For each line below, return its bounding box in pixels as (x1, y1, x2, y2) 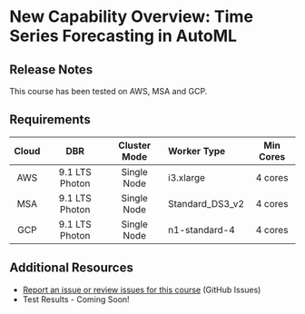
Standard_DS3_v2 (167, 197, 245, 210)
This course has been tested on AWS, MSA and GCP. (9, 86, 208, 96)
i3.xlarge (167, 171, 206, 183)
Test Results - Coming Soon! (22, 293, 130, 305)
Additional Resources (9, 260, 133, 276)
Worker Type (167, 144, 226, 157)
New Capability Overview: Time (9, 6, 254, 27)
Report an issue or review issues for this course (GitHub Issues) (22, 284, 261, 295)
